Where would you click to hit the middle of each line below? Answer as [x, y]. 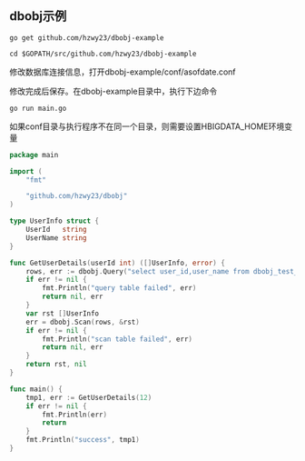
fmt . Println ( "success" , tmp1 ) [83, 440]
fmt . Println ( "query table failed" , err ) [119, 288]
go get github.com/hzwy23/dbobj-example [87, 38]
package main [34, 155]
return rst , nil [57, 365]
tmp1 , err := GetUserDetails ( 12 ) [89, 397]
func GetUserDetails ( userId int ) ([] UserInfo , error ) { [117, 263]
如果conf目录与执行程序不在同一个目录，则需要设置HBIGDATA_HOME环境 [147, 126]
